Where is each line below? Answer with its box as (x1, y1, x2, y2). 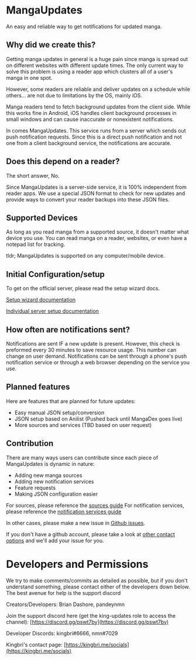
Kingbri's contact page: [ (6, 641, 66, 648)
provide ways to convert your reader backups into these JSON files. (6, 196, 170, 203)
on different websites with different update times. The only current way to (6, 62, 184, 69)
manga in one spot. (6, 74, 53, 81)
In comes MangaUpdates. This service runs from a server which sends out (6, 127, 186, 134)
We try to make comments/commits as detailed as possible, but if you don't (6, 577, 188, 584)
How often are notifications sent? (6, 324, 130, 334)
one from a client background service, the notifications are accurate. (6, 139, 171, 147)
